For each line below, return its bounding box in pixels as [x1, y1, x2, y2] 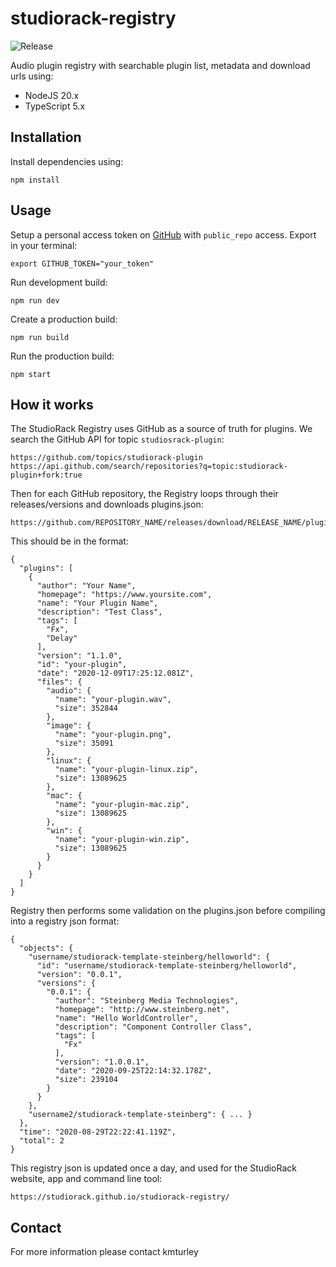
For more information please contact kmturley [10, 1246, 199, 1258]
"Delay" [46, 633, 78, 644]
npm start [10, 369, 52, 379]
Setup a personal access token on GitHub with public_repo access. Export [10, 228, 317, 241]
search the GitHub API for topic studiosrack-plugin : [10, 433, 225, 446]
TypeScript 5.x [24, 100, 86, 112]
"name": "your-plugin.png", [54, 730, 172, 740]
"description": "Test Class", [36, 607, 163, 617]
